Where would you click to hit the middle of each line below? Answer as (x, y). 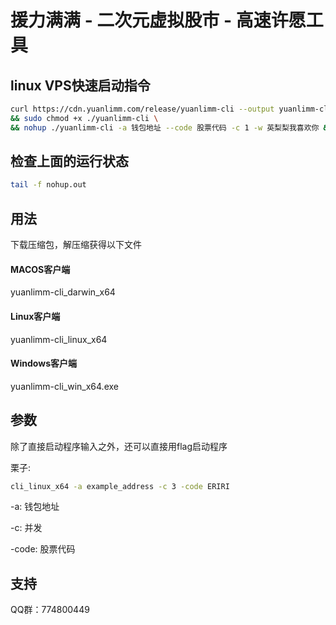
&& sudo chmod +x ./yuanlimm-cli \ (84, 118)
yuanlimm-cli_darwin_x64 (63, 292)
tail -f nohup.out (48, 185)
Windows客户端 (43, 363)
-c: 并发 (26, 528)
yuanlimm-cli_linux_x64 (59, 339)
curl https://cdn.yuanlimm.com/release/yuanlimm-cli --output (142, 109)
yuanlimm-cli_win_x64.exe (64, 386)
